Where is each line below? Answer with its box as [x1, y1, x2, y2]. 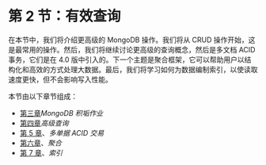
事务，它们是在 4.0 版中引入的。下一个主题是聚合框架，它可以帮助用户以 [8, 55, 245, 64]
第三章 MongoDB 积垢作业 [19, 108, 104, 117]
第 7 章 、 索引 [19, 148, 63, 157]
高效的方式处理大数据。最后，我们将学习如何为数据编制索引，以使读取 [28, 64, 258, 74]
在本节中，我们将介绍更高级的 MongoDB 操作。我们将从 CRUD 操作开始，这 [8, 35, 256, 44]
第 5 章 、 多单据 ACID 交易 [19, 128, 104, 137]
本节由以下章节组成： [8, 91, 78, 101]
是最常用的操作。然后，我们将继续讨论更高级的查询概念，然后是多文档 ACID [8, 44, 256, 54]
